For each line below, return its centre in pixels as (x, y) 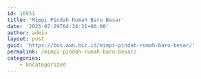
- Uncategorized (43, 65)
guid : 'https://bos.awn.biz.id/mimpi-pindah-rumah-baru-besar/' (101, 45)
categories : (24, 58)
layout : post (26, 39)
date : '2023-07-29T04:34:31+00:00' (58, 26)
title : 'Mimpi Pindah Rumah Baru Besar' (66, 20)
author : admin (28, 33)
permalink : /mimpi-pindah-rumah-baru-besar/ (72, 52)
